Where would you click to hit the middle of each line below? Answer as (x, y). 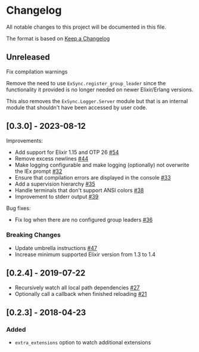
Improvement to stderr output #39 (57, 196)
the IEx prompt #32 (38, 171)
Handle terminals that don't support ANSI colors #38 (79, 190)
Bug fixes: (18, 208)
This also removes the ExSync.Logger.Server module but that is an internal (97, 101)
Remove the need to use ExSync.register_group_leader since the (86, 83)
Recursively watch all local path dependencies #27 (77, 288)
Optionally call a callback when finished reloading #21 (81, 294)
